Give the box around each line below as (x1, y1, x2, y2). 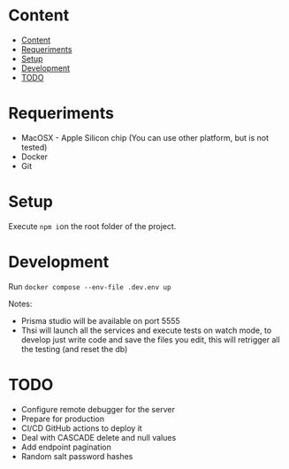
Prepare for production (20, 413, 105, 424)
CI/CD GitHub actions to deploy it (20, 422, 142, 434)
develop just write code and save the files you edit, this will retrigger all (20, 334, 280, 345)
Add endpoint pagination (20, 442, 112, 452)
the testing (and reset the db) (20, 343, 128, 354)
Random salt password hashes (20, 450, 133, 461)
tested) (20, 142, 48, 152)
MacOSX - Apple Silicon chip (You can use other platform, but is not (20, 132, 269, 142)
